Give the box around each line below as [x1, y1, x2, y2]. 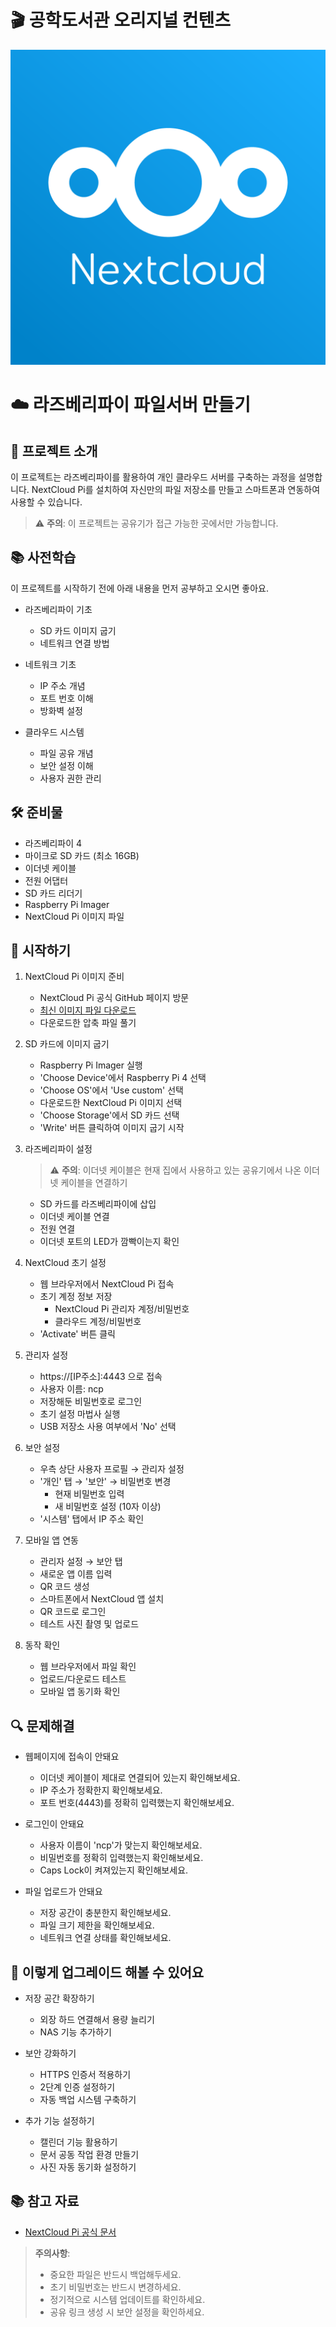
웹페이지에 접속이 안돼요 [24, 1751, 120, 1763]
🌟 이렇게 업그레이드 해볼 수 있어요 [10, 1964, 205, 1981]
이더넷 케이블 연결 [39, 1211, 110, 1223]
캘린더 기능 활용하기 [39, 2136, 118, 2148]
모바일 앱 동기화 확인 [39, 1686, 121, 1698]
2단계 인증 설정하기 [39, 2081, 116, 2093]
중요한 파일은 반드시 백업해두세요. [49, 2268, 182, 2280]
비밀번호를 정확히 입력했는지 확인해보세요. [39, 1852, 204, 1864]
